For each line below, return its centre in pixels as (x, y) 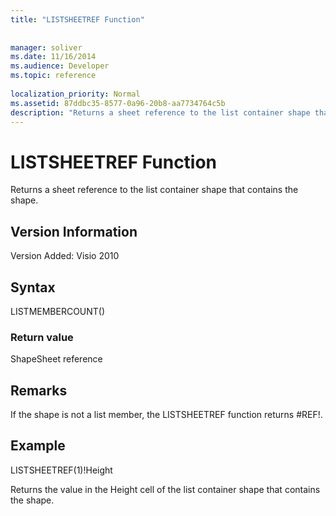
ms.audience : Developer (60, 66)
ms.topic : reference (53, 76)
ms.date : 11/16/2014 (53, 57)
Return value (42, 337)
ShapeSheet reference (56, 359)
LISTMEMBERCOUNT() (58, 311)
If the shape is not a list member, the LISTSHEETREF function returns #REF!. (166, 415)
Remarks (39, 390)
